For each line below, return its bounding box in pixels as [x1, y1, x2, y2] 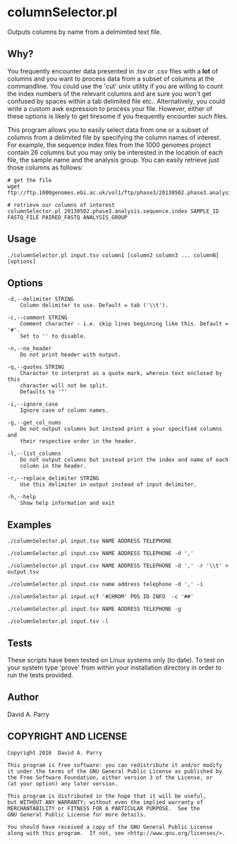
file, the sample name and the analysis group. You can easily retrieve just [7, 155, 220, 164]
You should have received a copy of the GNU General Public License [7, 824, 213, 831]
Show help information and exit [20, 499, 115, 507]
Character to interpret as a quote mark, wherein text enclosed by [20, 370, 222, 377]
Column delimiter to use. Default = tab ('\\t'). [20, 302, 169, 309]
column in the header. [20, 463, 87, 470]
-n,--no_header [7, 345, 52, 352]
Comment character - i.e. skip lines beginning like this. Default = [20, 321, 229, 328]
